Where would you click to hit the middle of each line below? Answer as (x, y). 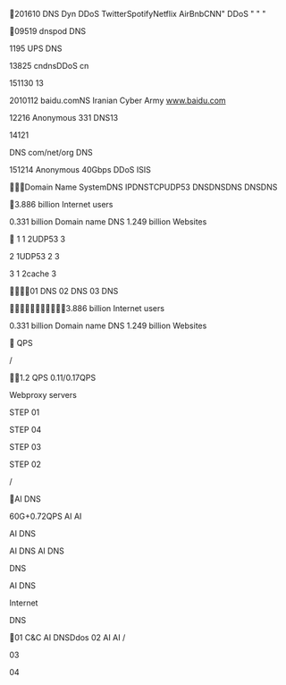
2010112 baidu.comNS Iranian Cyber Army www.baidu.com (118, 100)
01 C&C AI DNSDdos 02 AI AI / (70, 638)
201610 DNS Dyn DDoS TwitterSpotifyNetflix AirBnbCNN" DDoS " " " (140, 14)
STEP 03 (25, 447)
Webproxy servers (43, 395)
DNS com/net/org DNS (51, 152)
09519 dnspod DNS (50, 31)
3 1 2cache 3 (33, 274)
